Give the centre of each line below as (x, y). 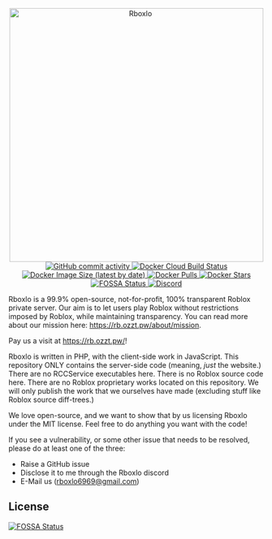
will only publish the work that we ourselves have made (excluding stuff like (135, 391)
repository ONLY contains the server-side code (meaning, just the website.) (135, 365)
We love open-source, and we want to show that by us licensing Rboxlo (128, 415)
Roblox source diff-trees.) (52, 399)
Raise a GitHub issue (55, 464)
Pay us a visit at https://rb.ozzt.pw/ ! (68, 341)
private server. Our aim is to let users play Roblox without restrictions (124, 308)
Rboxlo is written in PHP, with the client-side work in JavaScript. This (124, 356)
